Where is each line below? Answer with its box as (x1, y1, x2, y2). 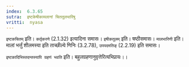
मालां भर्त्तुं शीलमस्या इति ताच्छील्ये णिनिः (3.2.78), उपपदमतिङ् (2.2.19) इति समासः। (6, 42, 161, 49)
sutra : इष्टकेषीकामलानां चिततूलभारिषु (6, 14, 75, 20)
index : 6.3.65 (6, 8, 43, 15)
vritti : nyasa (6, 19, 43, 25)
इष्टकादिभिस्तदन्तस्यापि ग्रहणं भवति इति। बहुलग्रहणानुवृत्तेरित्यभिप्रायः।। (6, 54, 128, 61)
